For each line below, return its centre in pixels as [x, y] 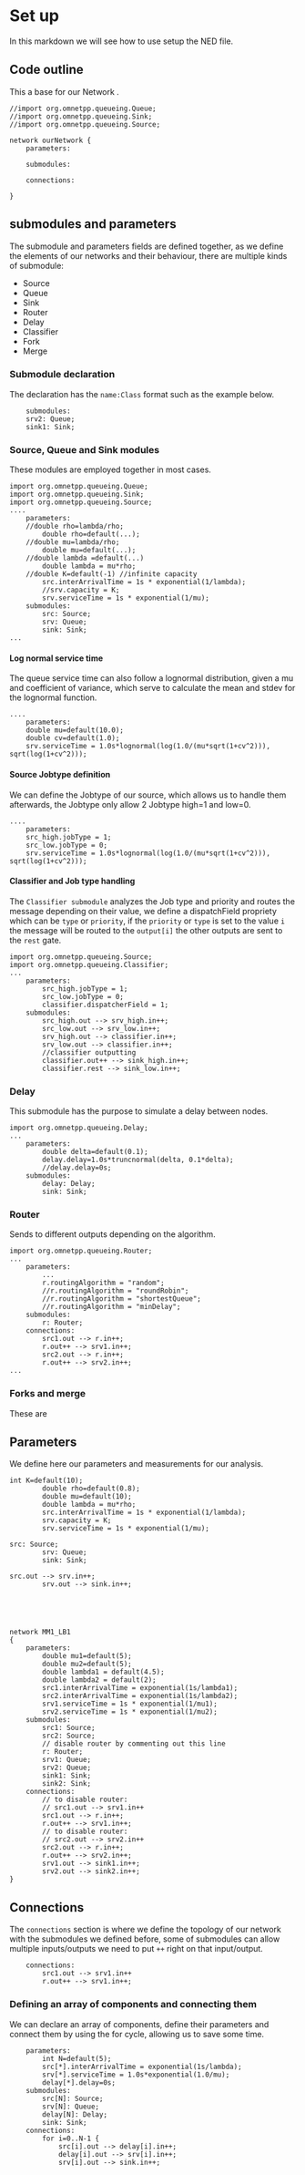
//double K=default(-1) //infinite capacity [112, 574]
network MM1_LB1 [40, 1633]
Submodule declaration [62, 375]
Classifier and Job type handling [72, 881]
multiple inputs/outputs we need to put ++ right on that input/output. [137, 1949]
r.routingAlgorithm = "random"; [104, 1283]
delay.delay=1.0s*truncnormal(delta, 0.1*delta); [138, 1160]
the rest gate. [36, 940]
